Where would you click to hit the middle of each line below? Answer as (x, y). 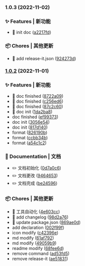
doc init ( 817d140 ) (30, 127)
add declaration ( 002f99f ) (38, 228)
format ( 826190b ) (30, 132)
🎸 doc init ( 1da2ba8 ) (32, 111)
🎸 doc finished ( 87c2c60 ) (37, 106)
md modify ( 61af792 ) (33, 238)
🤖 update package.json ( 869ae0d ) (46, 222)
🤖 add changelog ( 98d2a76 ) (40, 217)
